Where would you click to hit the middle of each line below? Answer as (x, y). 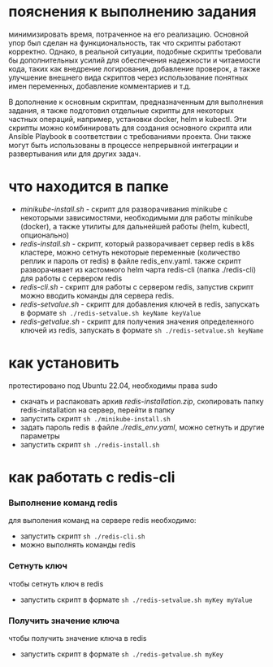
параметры (40, 436)
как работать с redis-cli (92, 477)
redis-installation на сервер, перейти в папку (97, 410)
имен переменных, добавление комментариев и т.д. (100, 86)
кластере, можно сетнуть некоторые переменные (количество (130, 252)
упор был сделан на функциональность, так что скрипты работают (125, 42)
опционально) (45, 235)
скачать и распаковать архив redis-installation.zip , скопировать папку (142, 401)
